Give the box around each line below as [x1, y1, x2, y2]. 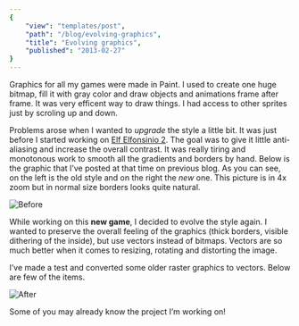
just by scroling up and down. [9, 108, 118, 118]
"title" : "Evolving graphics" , [25, 38, 142, 47]
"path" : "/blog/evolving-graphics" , [25, 29, 162, 38]
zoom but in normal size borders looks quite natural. [9, 182, 201, 192]
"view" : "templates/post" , [25, 21, 126, 30]
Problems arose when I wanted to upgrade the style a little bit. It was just [9, 125, 277, 135]
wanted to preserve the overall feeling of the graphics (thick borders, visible [9, 226, 288, 237]
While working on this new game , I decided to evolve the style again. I [9, 216, 268, 227]
